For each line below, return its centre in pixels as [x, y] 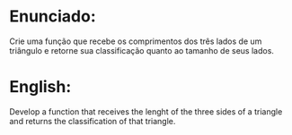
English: [40, 87]
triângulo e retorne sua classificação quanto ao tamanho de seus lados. [142, 50]
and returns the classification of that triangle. [93, 121]
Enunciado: [53, 17]
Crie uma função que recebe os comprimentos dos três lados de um [136, 41]
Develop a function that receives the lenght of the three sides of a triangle [146, 111]
